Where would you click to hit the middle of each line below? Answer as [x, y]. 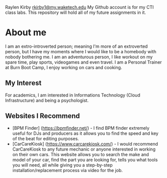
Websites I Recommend [42, 116]
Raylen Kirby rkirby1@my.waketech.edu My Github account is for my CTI [80, 7]
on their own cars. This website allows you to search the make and [81, 154]
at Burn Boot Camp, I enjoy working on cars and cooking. [64, 67]
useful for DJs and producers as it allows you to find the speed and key [85, 133]
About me [26, 33]
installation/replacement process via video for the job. [68, 170]
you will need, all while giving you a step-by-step [62, 165]
